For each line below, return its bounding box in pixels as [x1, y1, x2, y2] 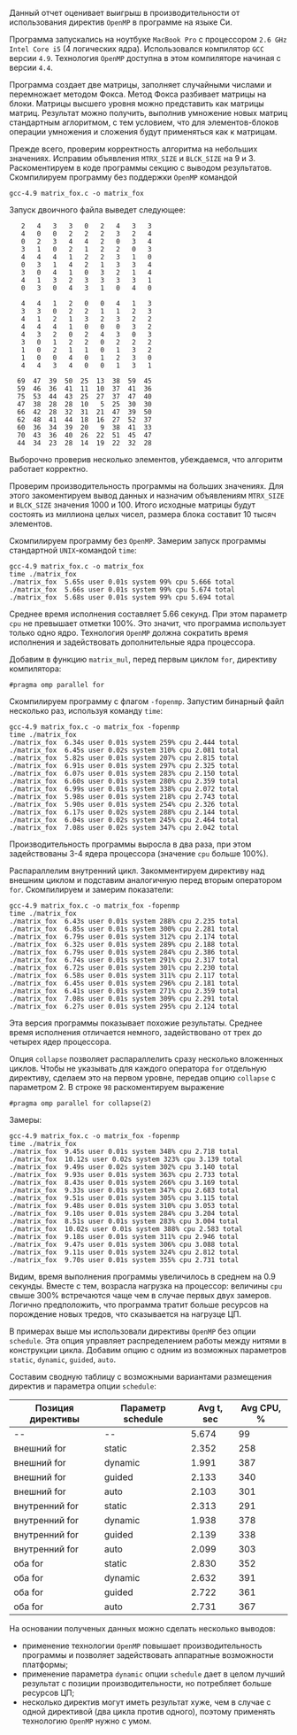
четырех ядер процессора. [9, 1036, 112, 1047]
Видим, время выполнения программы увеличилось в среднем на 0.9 [9, 1271, 276, 1282]
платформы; [21, 1660, 69, 1669]
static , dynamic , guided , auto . [9, 1354, 117, 1365]
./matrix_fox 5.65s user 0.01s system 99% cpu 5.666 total [9, 577, 236, 586]
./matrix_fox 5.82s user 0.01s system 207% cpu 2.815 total [9, 754, 240, 763]
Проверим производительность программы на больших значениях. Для [9, 481, 285, 491]
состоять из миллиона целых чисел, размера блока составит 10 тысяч [9, 509, 277, 519]
